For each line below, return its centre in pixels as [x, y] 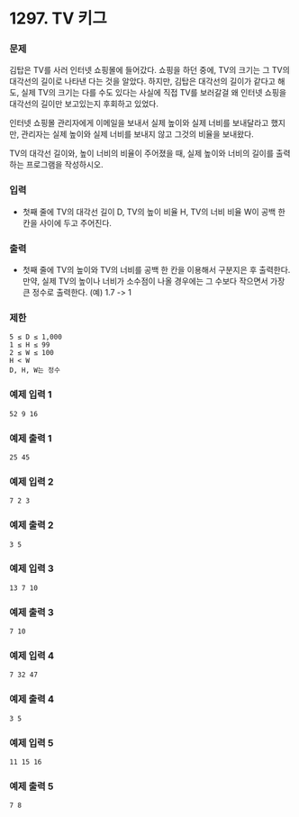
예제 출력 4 [32, 699]
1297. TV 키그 [58, 18]
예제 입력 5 [32, 742]
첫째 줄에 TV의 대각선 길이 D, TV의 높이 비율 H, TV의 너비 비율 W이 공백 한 [154, 212]
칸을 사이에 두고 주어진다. [67, 222]
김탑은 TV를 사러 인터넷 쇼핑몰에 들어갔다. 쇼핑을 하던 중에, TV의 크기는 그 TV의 [149, 70]
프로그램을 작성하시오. [64, 165]
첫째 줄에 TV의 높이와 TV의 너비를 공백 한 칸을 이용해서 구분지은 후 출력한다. [156, 270]
